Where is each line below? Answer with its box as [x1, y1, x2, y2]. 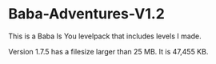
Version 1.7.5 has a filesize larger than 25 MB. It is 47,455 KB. [8, 46, 209, 56]
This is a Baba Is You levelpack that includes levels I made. [8, 31, 202, 41]
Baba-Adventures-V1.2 [8, 5, 166, 23]
